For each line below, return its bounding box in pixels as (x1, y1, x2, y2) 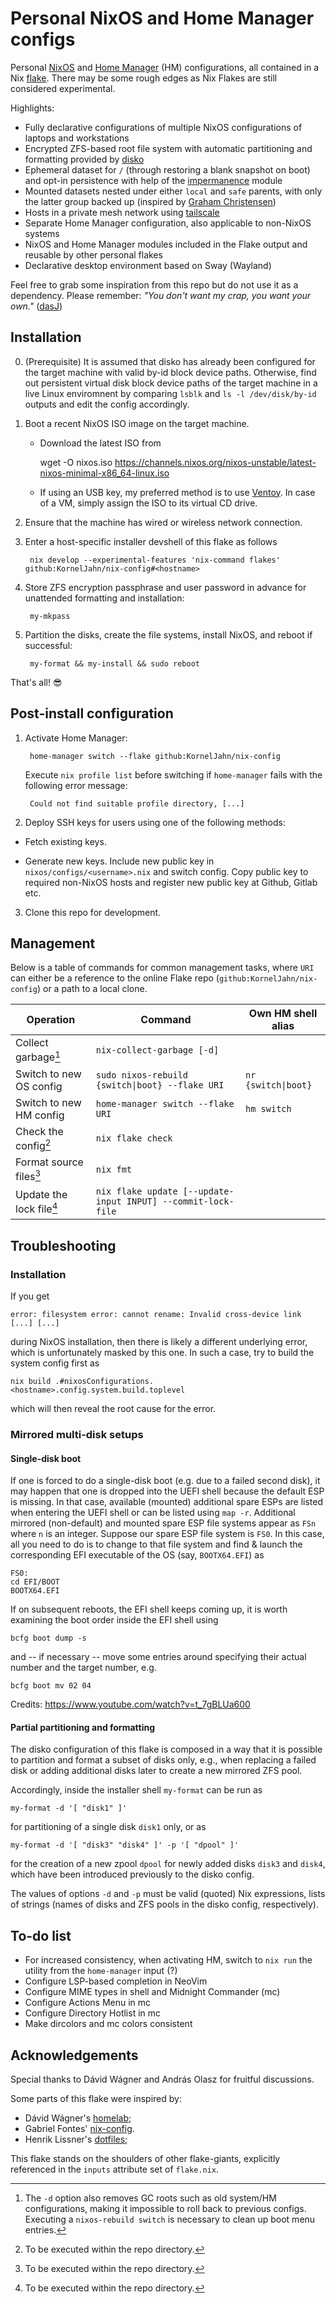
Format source (15, 1155, 84, 1169)
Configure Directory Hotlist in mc (24, 2007, 162, 2019)
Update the (15, 1187, 68, 1201)
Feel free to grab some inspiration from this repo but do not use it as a (10, 278, 299, 291)
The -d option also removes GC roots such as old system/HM (24, 2192, 277, 2204)
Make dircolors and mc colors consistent (24, 2018, 193, 2030)
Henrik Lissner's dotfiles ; (24, 2133, 128, 2145)
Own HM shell (248, 1007, 318, 1021)
